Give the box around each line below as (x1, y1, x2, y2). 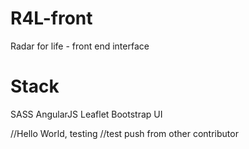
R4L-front (10, 7, 93, 30)
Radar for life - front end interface (10, 40, 150, 52)
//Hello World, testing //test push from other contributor (10, 127, 239, 139)
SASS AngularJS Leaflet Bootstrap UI (10, 108, 163, 120)
